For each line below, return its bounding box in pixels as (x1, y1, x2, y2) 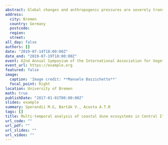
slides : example (5, 100, 39, 105)
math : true (5, 91, 28, 96)
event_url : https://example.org (5, 63, 72, 68)
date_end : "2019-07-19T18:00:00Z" (5, 53, 77, 59)
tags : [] (5, 109, 23, 115)
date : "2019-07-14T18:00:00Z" (5, 49, 68, 54)
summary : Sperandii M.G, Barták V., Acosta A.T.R (5, 105, 111, 110)
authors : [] (5, 44, 30, 49)
